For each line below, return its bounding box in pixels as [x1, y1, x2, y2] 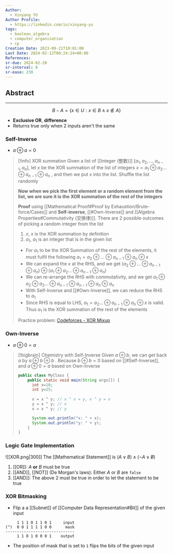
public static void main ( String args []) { [27, 378, 120, 383]
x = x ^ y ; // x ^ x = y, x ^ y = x [31, 397, 111, 402]
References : [5, 55, 31, 61]
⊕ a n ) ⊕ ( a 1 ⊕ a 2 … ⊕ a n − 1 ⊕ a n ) [25, 267, 107, 275]
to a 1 [25, 293, 36, 300]
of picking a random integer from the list [18, 221, 104, 227]
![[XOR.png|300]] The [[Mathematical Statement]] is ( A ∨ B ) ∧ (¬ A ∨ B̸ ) [5, 454, 155, 460]
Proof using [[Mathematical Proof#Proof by [18, 203, 110, 209]
